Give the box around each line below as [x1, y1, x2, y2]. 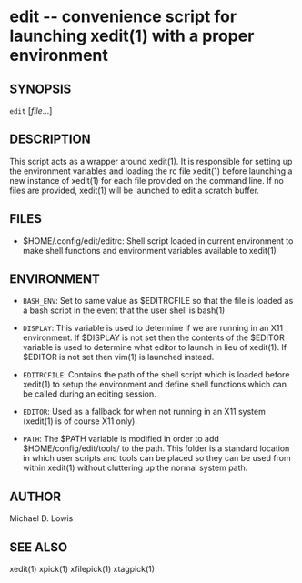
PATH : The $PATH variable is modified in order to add [22, 434, 220, 445]
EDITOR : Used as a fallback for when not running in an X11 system [22, 407, 266, 417]
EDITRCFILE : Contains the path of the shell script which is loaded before [22, 369, 290, 380]
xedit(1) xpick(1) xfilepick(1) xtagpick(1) [9, 564, 156, 575]
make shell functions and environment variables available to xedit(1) [22, 245, 277, 256]
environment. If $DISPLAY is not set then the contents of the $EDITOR [22, 332, 285, 343]
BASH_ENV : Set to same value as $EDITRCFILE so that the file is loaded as [22, 296, 294, 307]
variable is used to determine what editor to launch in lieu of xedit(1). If [22, 342, 287, 353]
